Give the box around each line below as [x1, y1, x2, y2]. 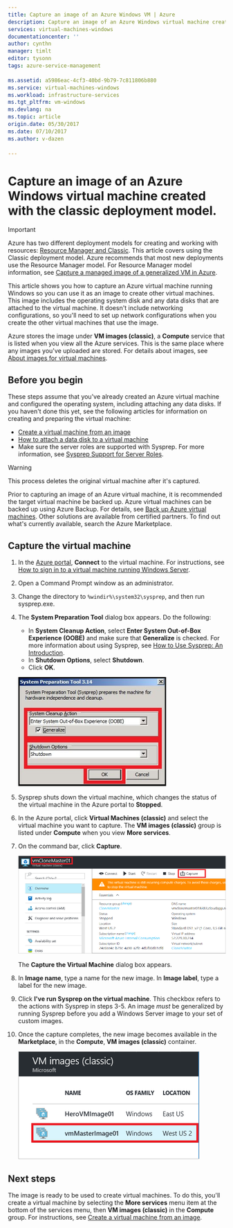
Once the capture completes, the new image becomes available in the [17, 1030, 217, 1038]
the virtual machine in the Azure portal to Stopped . [17, 800, 163, 809]
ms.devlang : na [8, 106, 52, 114]
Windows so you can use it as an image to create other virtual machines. [8, 289, 215, 298]
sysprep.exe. [17, 599, 55, 608]
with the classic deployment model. [8, 203, 217, 218]
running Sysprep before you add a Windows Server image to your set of [17, 1009, 223, 1018]
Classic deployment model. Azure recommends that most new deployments [8, 253, 224, 262]
